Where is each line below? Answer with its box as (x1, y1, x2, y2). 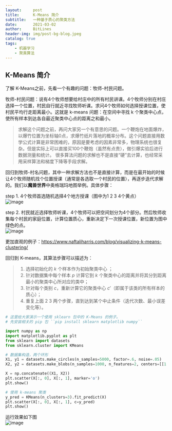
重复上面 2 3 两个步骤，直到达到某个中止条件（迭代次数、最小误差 (25, 298, 166, 304)
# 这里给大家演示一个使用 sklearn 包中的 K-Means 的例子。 (5, 315, 121, 320)
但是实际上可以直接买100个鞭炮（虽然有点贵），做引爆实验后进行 (27, 146, 163, 152)
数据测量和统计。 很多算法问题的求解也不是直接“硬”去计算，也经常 (17, 152, 159, 158)
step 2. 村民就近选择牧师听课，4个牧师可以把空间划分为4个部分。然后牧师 (5, 209, 162, 215)
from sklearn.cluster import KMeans (5, 343, 84, 348)
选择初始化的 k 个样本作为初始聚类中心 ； (25, 266, 113, 272)
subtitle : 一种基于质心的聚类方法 (5, 17, 75, 22)
